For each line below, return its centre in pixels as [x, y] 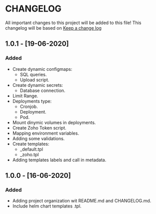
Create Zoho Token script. [39, 128]
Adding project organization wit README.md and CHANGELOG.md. [82, 201]
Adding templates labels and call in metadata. [59, 160]
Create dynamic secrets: [38, 85]
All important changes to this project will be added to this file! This [73, 23]
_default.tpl [31, 149]
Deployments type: [32, 101]
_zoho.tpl [29, 154]
